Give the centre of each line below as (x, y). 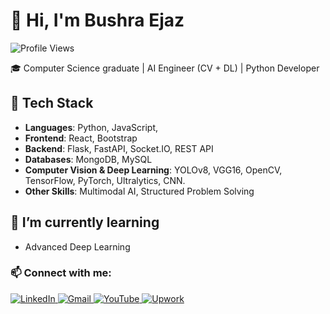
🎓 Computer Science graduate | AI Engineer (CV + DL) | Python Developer (165, 68)
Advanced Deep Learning (77, 246)
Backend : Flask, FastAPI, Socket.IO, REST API (119, 148)
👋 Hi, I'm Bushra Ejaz (97, 20)
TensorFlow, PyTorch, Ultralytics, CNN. (105, 180)
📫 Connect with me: (61, 273)
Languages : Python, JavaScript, (91, 127)
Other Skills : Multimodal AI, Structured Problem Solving (139, 191)
